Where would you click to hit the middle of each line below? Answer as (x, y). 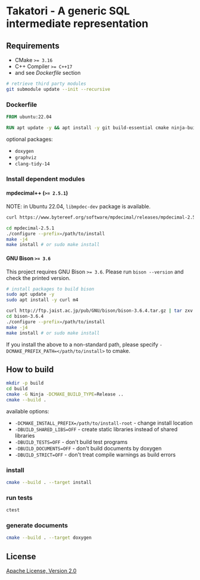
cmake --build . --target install (49, 483)
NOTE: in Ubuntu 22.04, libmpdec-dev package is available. (78, 206)
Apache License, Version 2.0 (41, 571)
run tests (19, 498)
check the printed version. (38, 278)
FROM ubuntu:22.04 (29, 117)
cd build (17, 389)
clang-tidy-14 (32, 164)
